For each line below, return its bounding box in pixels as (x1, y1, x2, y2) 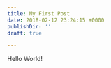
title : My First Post (7, 10, 71, 17)
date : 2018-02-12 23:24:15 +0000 (7, 17, 105, 24)
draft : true (7, 29, 42, 37)
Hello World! (7, 55, 43, 63)
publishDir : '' (7, 23, 52, 30)
